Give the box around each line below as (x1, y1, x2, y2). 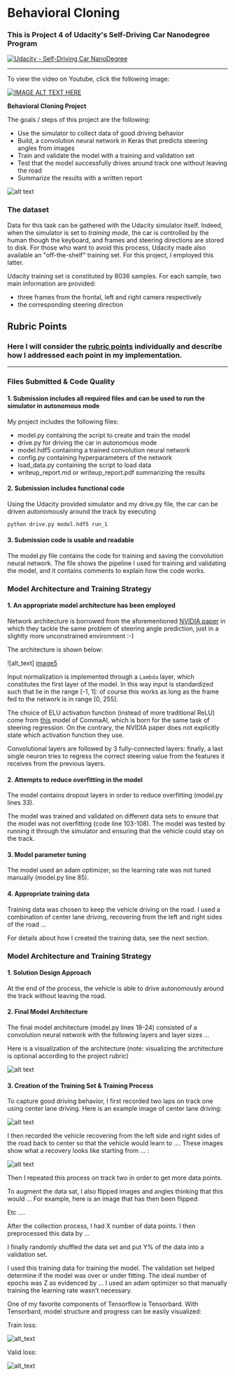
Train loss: (7, 1321, 37, 1330)
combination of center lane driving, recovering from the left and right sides (7, 912, 222, 921)
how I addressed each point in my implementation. (7, 351, 183, 360)
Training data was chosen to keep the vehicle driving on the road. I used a (7, 905, 220, 913)
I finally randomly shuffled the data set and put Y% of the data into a (7, 1243, 204, 1251)
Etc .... (7, 1208, 26, 1217)
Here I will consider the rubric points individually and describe (7, 342, 222, 351)
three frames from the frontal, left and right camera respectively (17, 292, 202, 301)
